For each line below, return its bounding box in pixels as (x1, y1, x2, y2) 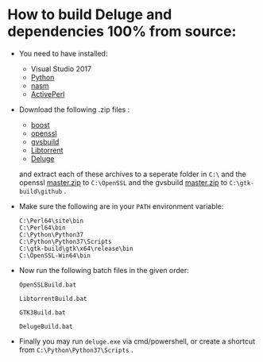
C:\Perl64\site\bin (18, 217, 84, 225)
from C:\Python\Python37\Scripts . (18, 345, 133, 354)
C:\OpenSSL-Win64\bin (18, 252, 91, 260)
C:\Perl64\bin (18, 224, 66, 232)
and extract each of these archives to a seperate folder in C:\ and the (18, 169, 247, 179)
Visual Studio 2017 (30, 64, 92, 73)
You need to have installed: (18, 48, 108, 58)
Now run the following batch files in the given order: (18, 265, 189, 275)
